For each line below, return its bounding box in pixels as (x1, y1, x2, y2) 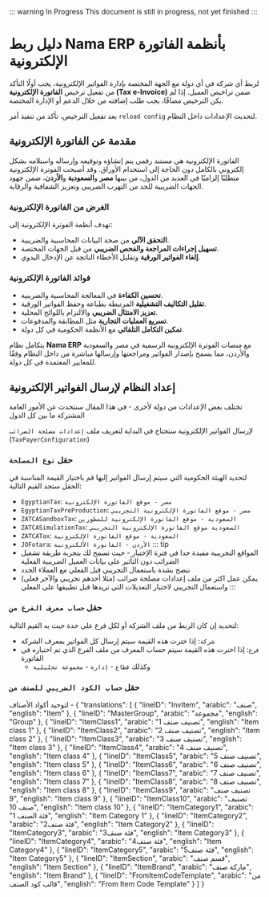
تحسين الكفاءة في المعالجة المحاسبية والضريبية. (20, 291, 163, 300)
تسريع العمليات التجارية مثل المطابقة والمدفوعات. (20, 316, 169, 326)
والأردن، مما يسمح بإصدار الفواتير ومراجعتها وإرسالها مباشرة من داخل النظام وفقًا (9, 349, 250, 358)
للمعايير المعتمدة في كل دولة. (9, 357, 97, 367)
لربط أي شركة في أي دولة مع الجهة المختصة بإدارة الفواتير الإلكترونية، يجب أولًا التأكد (9, 78, 259, 88)
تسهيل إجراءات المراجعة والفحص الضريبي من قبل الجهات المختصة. (20, 244, 219, 254)
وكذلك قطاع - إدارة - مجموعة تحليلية (32, 662, 151, 671)
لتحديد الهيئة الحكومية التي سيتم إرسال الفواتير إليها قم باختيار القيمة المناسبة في (9, 473, 247, 483)
